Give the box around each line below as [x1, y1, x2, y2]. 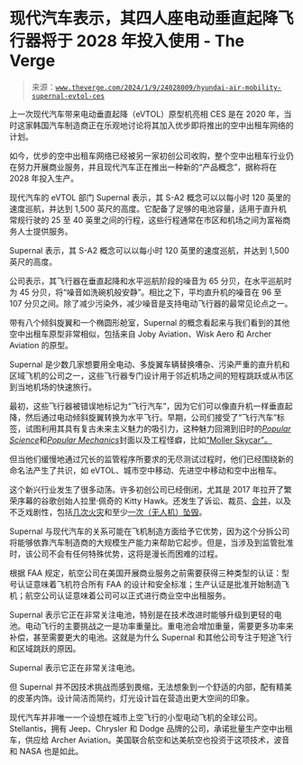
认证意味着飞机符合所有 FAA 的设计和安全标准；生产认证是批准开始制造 [16, 578, 282, 589]
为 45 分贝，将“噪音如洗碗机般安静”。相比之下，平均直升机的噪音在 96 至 [9, 286, 282, 298]
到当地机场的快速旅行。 [9, 381, 96, 392]
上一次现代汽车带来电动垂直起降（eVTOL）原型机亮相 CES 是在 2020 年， [9, 108, 284, 119]
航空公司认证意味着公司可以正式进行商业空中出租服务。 [24, 590, 231, 601]
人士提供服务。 [16, 226, 73, 236]
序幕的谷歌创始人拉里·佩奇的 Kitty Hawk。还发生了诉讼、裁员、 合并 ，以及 [16, 495, 291, 506]
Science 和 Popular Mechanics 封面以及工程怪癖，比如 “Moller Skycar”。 [9, 434, 273, 445]
